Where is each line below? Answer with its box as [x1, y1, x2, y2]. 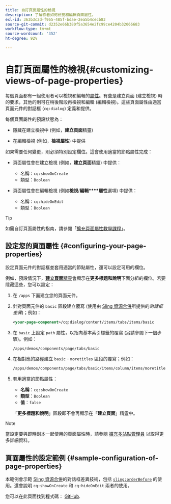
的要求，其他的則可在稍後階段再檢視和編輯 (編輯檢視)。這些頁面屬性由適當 [5, 99, 162, 105]
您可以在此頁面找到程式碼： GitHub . [5, 493, 80, 499]
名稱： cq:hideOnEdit [20, 198, 64, 204]
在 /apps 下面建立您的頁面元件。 [12, 292, 80, 298]
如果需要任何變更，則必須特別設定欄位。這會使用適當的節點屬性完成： [5, 148, 153, 154]
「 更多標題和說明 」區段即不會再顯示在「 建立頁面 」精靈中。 [12, 410, 138, 416]
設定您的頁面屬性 [5, 242, 59, 250]
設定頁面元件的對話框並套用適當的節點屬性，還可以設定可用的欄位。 [5, 264, 148, 270]
